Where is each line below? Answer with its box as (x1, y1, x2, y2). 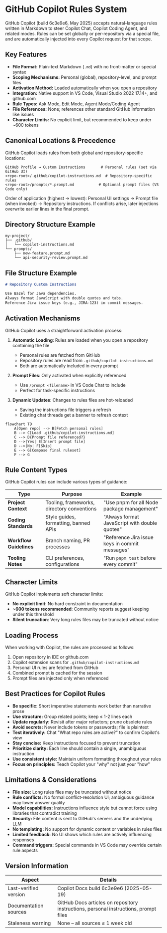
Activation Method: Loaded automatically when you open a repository (12, 85, 158, 91)
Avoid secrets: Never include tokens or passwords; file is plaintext (12, 724, 149, 730)
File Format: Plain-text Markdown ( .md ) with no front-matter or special (12, 63, 157, 69)
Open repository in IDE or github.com (12, 654, 89, 660)
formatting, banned (45, 520, 90, 527)
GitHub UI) (5, 169, 28, 174)
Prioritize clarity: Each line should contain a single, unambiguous (12, 745, 147, 751)
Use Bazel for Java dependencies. (5, 291, 77, 296)
